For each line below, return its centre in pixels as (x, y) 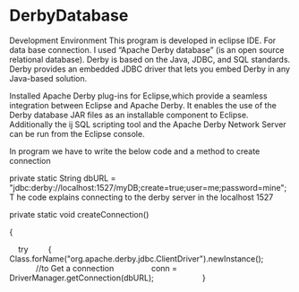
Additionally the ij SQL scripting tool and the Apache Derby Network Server (148, 124)
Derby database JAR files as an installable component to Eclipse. (129, 115)
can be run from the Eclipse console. (77, 133)
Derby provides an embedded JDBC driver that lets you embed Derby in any (150, 69)
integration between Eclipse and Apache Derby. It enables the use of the (143, 105)
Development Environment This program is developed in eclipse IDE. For (143, 40)
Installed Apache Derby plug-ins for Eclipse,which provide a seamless (138, 96)
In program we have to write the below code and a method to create (135, 151)
